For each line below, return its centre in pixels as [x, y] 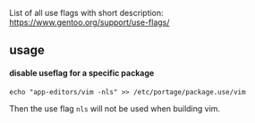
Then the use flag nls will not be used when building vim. [115, 108]
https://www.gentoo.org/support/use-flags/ [89, 22]
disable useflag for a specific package [82, 73]
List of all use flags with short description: [86, 13]
